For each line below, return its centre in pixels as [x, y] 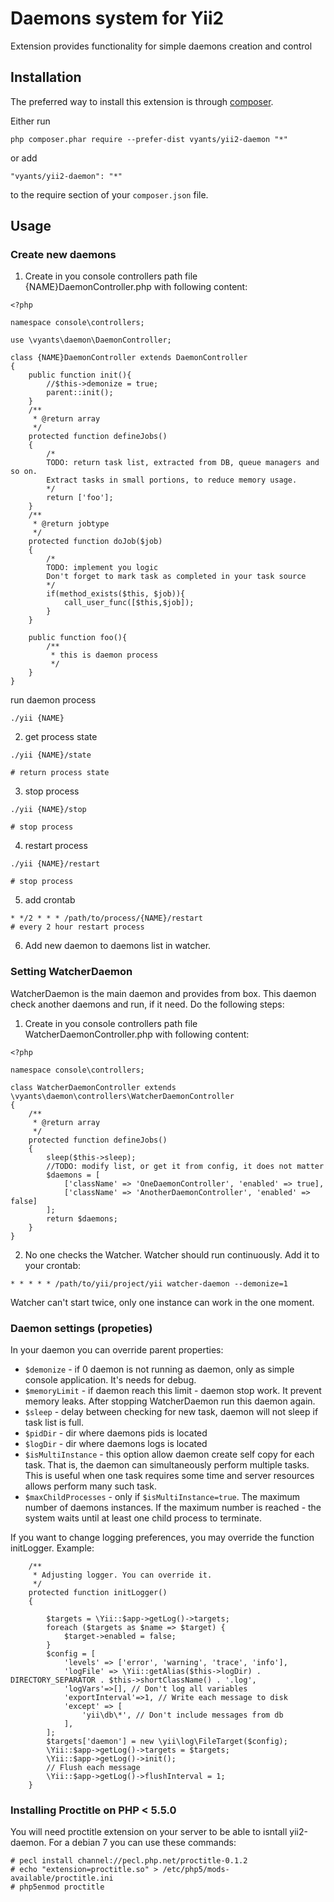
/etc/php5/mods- [196, 1870]
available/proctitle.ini [62, 1878]
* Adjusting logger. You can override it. [122, 1575]
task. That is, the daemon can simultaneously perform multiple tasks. [167, 1465]
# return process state [60, 773]
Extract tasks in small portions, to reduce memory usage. [172, 480]
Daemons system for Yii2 [117, 18]
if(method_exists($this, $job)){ [116, 594]
